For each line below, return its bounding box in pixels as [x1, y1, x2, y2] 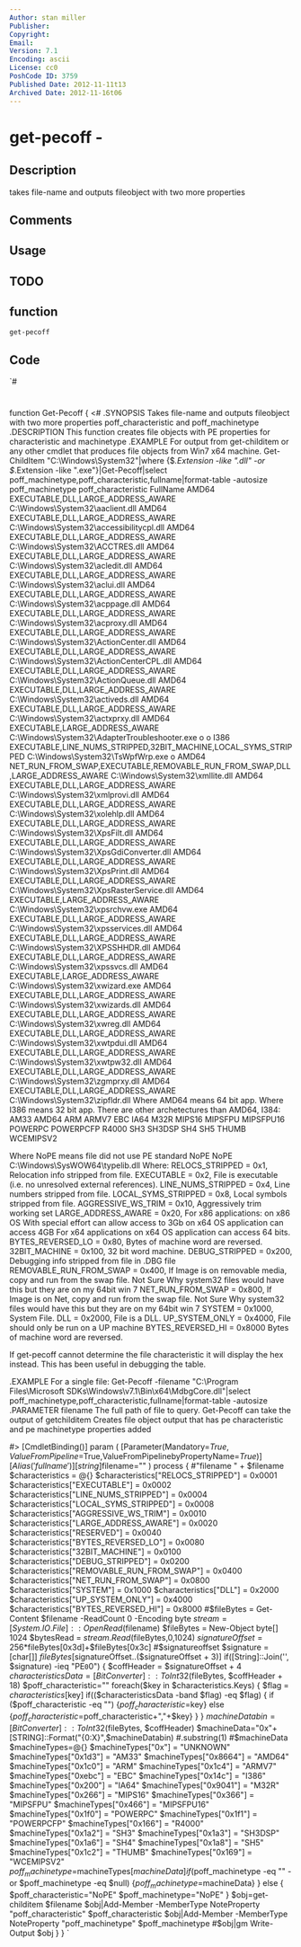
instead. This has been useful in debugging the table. [9, 1358, 207, 1370]
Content [9, 1614, 40, 1624]
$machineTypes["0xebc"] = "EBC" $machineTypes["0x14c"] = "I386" [9, 1771, 267, 1782]
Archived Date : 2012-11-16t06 [9, 88, 123, 97]
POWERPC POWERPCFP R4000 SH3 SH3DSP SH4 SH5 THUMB [9, 1124, 247, 1135]
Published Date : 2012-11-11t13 [9, 80, 127, 89]
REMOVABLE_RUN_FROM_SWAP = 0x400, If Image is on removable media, [9, 1265, 288, 1276]
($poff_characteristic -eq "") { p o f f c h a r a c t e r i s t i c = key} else [9, 1699, 225, 1712]
